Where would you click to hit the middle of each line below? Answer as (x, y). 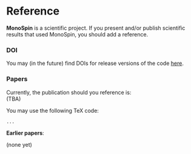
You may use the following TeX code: (52, 110)
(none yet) (19, 144)
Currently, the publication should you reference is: (69, 92)
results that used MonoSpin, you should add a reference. (77, 34)
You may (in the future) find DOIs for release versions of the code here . (95, 63)
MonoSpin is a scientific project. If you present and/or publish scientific (96, 28)
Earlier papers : (25, 133)
